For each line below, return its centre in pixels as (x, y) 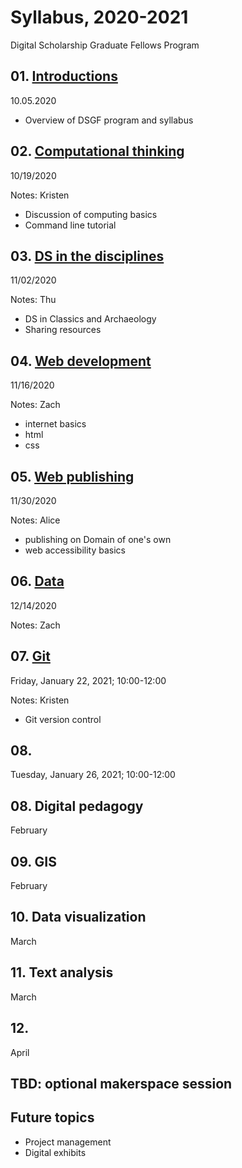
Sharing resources (63, 330)
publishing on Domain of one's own (98, 539)
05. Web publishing (72, 476)
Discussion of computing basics (91, 214)
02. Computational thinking (97, 151)
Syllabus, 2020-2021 (99, 17)
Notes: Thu (33, 300)
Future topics (52, 1117)
